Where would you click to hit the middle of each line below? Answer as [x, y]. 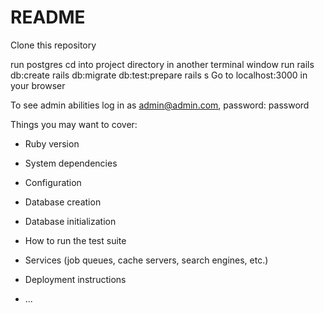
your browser [38, 85]
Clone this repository [53, 45]
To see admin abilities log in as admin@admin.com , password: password [160, 105]
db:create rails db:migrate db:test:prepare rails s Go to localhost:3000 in [159, 75]
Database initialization [70, 221]
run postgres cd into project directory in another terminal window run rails [162, 64]
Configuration [53, 182]
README [48, 17]
